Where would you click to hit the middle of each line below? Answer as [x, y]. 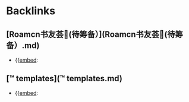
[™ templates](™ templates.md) [64, 79]
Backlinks [31, 11]
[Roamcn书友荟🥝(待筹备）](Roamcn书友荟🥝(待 [91, 34]
